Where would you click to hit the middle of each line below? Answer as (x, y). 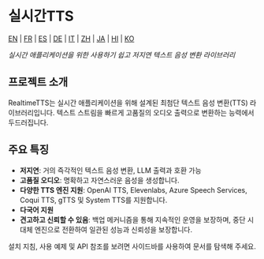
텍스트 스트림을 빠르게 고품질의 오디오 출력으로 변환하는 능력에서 (155, 112)
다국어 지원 (36, 209)
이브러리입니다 (31, 112)
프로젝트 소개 (38, 83)
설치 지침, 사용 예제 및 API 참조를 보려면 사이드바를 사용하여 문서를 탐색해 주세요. (132, 246)
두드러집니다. (28, 122)
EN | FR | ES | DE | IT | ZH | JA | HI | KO (71, 38)
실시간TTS (41, 16)
